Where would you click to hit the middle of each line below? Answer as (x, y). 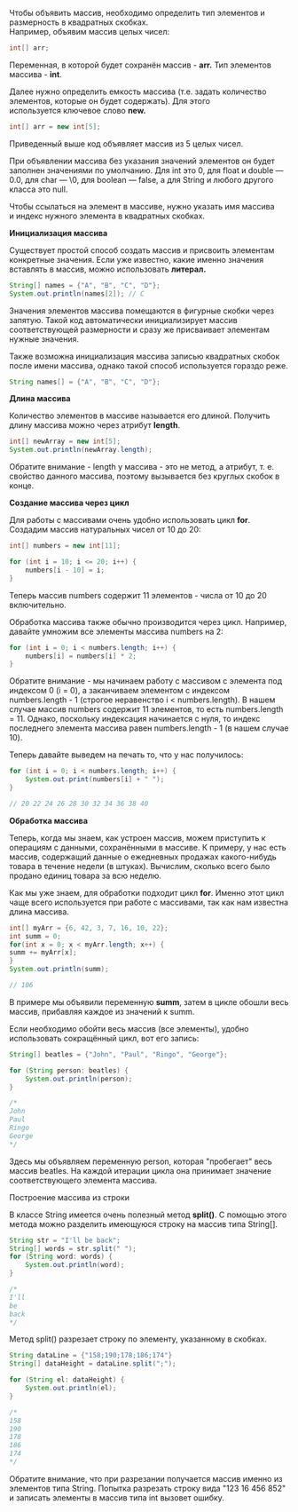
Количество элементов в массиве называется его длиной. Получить (140, 416)
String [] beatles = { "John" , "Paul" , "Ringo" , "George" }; (118, 1054)
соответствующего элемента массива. (83, 1180)
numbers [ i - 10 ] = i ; (65, 570)
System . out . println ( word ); (75, 1265)
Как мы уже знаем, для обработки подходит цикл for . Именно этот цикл (147, 892)
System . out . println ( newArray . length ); (81, 450)
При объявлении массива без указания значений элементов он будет (142, 161)
